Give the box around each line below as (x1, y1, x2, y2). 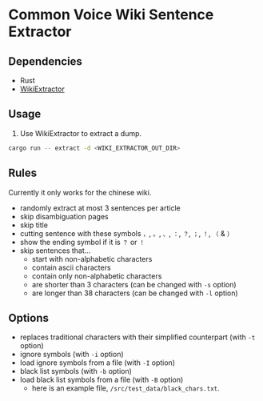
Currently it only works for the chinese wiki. (8, 187, 152, 197)
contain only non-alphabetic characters (31, 271, 162, 281)
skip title (19, 220, 48, 230)
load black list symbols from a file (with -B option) (19, 375, 184, 385)
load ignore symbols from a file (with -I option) (19, 358, 176, 367)
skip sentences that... (19, 246, 91, 255)
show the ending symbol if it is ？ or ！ (19, 237, 145, 247)
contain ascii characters (31, 263, 111, 272)
